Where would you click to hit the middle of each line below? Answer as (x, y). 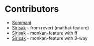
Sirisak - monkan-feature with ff (45, 33)
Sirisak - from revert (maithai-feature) (50, 27)
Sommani (22, 23)
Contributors (32, 9)
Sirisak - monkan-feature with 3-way (50, 38)
